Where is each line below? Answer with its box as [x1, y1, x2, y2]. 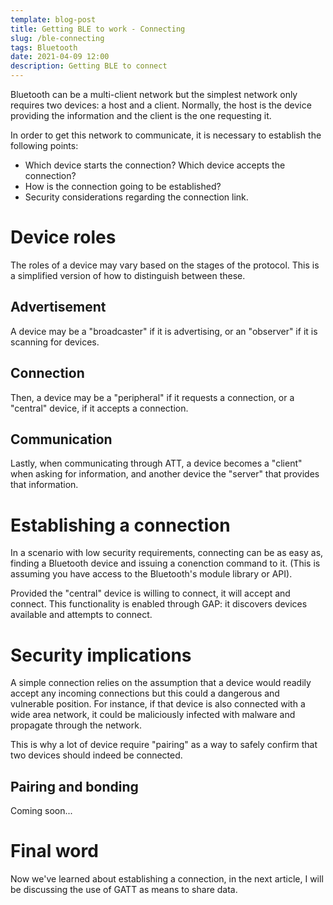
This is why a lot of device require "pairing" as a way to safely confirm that [10, 739, 318, 751]
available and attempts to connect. [10, 609, 153, 621]
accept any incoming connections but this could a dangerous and [10, 687, 280, 700]
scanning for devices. [10, 336, 100, 348]
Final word [10, 840, 99, 863]
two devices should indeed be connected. [10, 749, 183, 761]
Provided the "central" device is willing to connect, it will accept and [10, 587, 291, 600]
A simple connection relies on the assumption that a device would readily [10, 677, 312, 689]
